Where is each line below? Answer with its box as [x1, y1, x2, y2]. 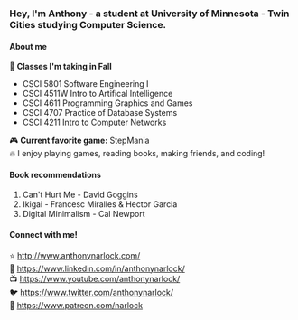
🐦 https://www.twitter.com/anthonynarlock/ [9, 287, 174, 297]
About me [9, 41, 48, 52]
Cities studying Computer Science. [9, 18, 167, 31]
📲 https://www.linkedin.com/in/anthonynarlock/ [9, 263, 185, 274]
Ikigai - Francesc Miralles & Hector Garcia [22, 199, 178, 210]
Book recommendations [9, 169, 102, 180]
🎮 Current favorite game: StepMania [9, 135, 150, 146]
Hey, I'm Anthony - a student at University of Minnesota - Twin [9, 7, 290, 20]
